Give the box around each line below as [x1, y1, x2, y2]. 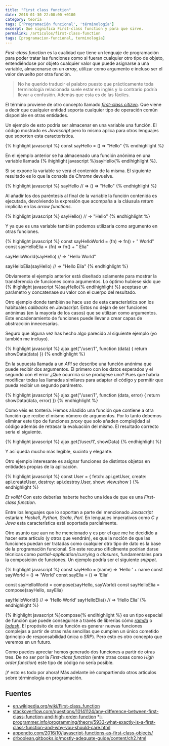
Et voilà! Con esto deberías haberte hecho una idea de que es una [5, 494, 143, 500]
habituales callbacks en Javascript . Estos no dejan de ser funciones [5, 304, 148, 310]
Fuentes [5, 689, 32, 698]
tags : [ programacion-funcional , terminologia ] [5, 36, 105, 41]
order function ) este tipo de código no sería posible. [5, 659, 114, 665]
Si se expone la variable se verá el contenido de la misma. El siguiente [5, 168, 151, 174]
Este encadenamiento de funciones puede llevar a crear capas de [5, 315, 143, 321]
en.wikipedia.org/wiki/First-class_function [12, 702, 100, 709]
